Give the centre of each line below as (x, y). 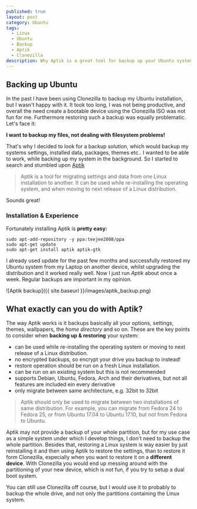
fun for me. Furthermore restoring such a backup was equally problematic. (96, 118)
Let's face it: (21, 123)
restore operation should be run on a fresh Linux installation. (87, 366)
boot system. (22, 476)
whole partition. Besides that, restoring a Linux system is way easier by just (97, 445)
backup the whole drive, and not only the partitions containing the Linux (93, 494)
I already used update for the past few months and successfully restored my (98, 260)
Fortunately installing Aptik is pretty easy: (57, 228)
